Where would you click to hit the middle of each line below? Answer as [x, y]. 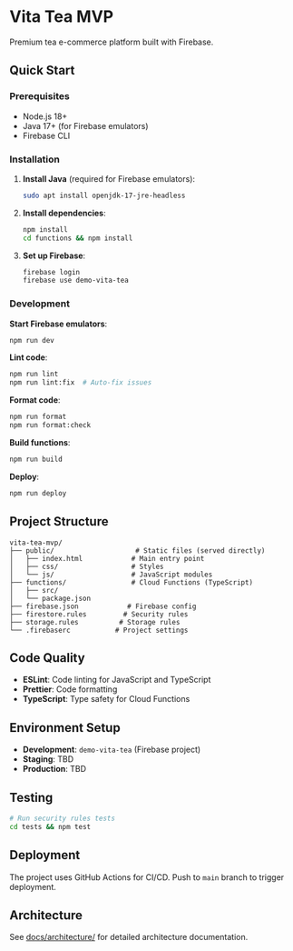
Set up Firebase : [54, 255]
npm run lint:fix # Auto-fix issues [81, 383]
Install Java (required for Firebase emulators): [109, 178]
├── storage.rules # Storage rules [95, 622]
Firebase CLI [46, 135]
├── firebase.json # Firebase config [103, 606]
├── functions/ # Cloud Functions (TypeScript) [132, 582]
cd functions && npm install [78, 238]
